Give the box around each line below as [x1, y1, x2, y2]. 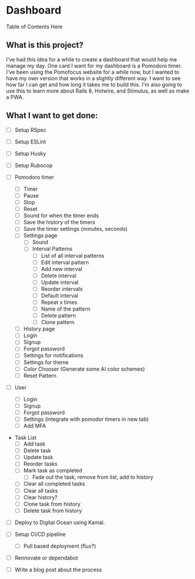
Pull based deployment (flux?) [23, 542, 96, 549]
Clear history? [23, 493, 58, 501]
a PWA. [6, 93, 24, 100]
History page [23, 325, 55, 332]
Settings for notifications [23, 352, 84, 359]
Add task [23, 440, 45, 447]
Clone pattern [41, 319, 75, 326]
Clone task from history [23, 500, 81, 508]
